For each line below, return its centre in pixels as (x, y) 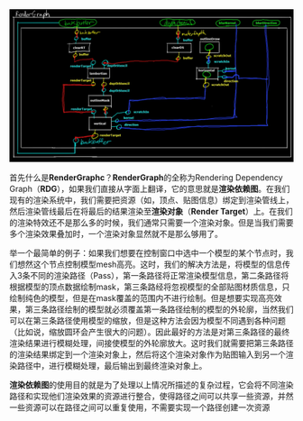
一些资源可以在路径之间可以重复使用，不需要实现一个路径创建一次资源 (140, 407)
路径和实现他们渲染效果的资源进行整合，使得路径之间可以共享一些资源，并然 (151, 396)
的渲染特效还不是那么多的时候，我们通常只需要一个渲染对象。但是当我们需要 (151, 222)
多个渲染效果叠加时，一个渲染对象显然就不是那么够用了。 (116, 233)
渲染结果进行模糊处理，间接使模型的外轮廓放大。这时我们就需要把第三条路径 (151, 343)
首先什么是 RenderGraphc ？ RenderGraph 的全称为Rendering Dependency (146, 177)
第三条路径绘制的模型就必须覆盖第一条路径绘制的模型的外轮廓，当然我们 (159, 309)
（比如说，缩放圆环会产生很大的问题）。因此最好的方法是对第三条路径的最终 (150, 332)
